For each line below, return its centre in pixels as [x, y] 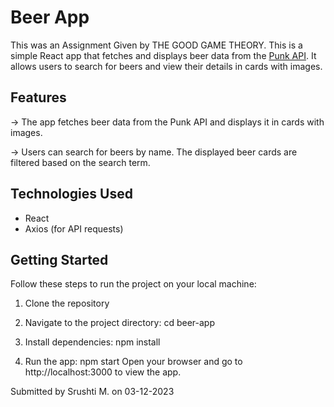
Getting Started [59, 259]
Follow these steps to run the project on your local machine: [133, 284]
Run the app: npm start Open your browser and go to [133, 362]
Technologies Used [71, 194]
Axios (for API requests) [74, 228]
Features [38, 97]
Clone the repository [67, 303]
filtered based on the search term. [80, 162]
